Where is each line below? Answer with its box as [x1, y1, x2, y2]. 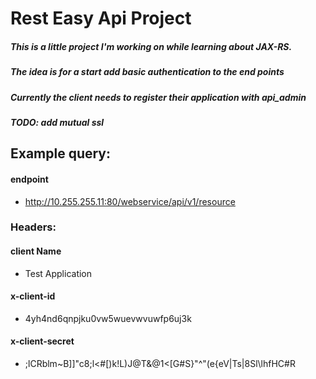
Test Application [24, 267, 93, 279]
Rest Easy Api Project [10, 7, 192, 30]
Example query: [10, 145, 112, 162]
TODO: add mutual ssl [10, 116, 105, 128]
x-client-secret [10, 335, 75, 347]
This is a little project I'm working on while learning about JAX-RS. [10, 40, 293, 52]
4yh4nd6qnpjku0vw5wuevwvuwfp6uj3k [24, 312, 192, 324]
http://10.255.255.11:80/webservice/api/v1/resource [24, 195, 236, 207]
